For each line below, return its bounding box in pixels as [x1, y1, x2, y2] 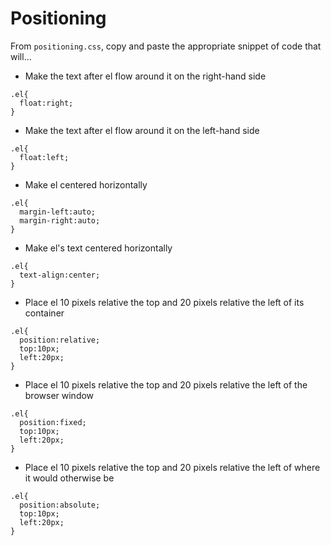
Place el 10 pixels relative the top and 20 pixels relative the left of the [24, 378, 308, 391]
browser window [24, 389, 95, 401]
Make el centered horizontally [24, 178, 148, 191]
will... [10, 50, 32, 62]
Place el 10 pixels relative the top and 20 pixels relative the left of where [24, 461, 321, 473]
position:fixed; [19, 417, 87, 427]
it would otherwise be [24, 472, 115, 484]
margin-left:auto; [19, 207, 97, 217]
